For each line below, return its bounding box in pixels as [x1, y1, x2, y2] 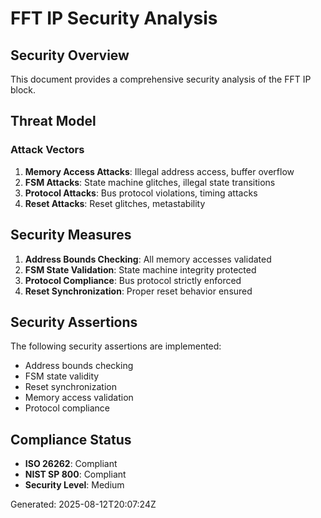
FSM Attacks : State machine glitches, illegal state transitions [24, 176, 276, 188]
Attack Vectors [10, 143, 85, 157]
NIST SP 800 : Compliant [24, 468, 127, 481]
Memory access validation [24, 392, 134, 404]
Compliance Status [10, 431, 132, 448]
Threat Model [10, 113, 97, 130]
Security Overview [10, 47, 130, 64]
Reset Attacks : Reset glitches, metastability [24, 197, 206, 209]
